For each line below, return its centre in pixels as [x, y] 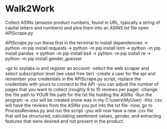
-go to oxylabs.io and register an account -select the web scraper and [77, 68]
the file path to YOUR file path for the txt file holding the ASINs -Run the [79, 95]
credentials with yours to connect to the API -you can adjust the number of [82, 84]
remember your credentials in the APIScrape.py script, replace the [73, 79]
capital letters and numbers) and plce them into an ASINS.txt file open [77, 27]
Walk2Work [30, 9]
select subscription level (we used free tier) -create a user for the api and [81, 73]
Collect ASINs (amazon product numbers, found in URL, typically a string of [83, 22]
